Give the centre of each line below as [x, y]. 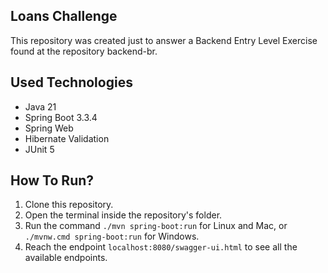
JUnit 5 [39, 149]
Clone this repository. [69, 205]
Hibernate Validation [67, 138]
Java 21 [40, 106]
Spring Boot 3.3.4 [61, 117]
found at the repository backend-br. [84, 51]
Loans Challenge [64, 16]
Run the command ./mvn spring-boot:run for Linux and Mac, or [156, 226]
